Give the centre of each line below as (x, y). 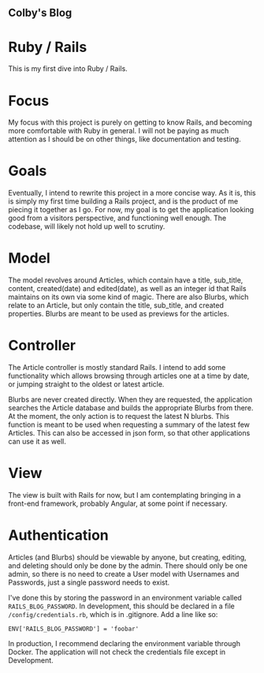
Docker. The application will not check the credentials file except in (117, 652)
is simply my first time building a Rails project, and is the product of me (123, 201)
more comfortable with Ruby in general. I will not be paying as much (119, 131)
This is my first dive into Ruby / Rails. (68, 69)
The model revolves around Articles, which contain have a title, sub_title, (126, 280)
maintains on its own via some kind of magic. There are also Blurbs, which (128, 297)
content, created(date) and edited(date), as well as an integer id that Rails (127, 289)
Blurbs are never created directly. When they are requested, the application (130, 400)
